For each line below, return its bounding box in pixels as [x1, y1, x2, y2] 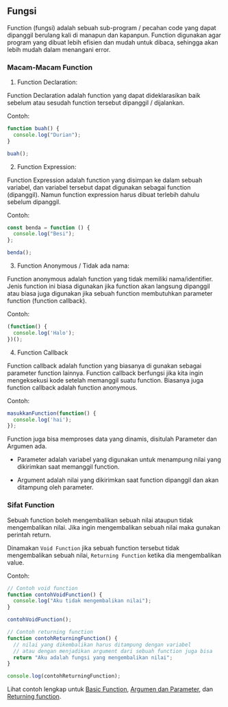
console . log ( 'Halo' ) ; [13, 329, 75, 336]
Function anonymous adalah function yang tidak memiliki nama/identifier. [7, 275, 214, 283]
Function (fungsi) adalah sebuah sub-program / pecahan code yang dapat [7, 23, 217, 31]
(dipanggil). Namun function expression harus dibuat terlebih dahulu [7, 190, 200, 198]
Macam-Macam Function [7, 62, 93, 72]
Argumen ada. [7, 442, 47, 450]
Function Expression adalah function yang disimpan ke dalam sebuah [7, 176, 203, 184]
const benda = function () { [7, 224, 90, 231]
